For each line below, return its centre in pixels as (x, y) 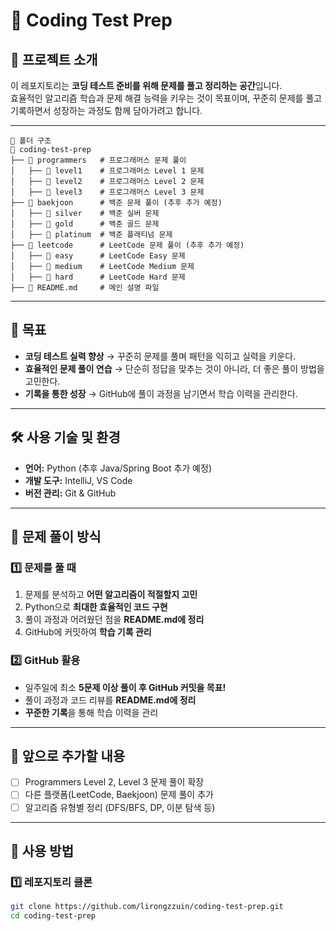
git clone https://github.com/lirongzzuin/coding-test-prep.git (147, 907)
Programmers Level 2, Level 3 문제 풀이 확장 (114, 782)
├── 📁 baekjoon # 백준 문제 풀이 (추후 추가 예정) (116, 203)
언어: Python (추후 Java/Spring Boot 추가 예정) (118, 468)
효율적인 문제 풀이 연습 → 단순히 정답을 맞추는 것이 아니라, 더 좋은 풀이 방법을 (174, 368)
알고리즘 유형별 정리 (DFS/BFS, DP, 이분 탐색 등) (120, 807)
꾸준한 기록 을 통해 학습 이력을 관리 (91, 712)
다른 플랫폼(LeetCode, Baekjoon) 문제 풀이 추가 (119, 795)
